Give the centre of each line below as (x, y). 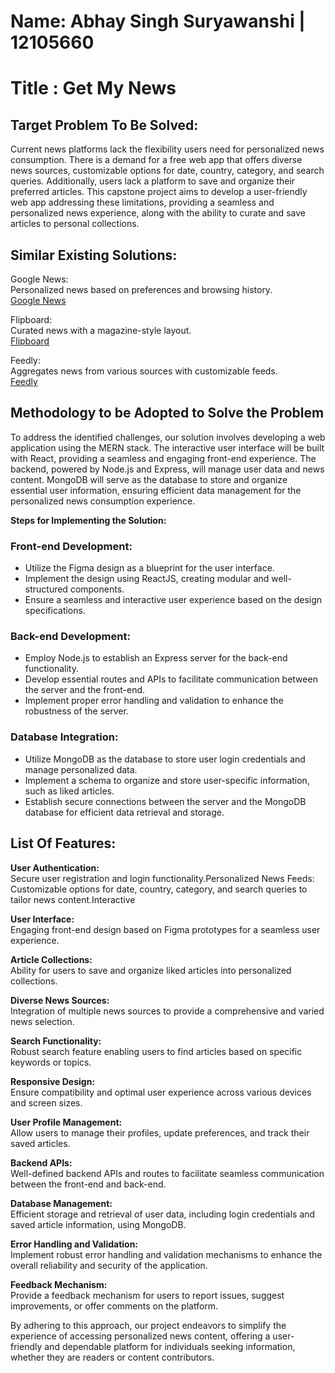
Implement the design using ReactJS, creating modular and (147, 579)
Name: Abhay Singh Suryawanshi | (158, 21)
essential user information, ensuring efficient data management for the (156, 490)
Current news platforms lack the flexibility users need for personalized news (167, 149)
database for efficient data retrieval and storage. (124, 812)
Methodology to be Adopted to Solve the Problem (167, 413)
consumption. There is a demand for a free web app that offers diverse (156, 160)
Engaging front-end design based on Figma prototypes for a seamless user (165, 929)
